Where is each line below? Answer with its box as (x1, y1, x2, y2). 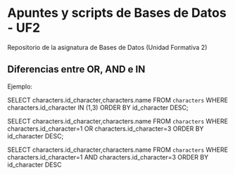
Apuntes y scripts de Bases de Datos (7, 5, 227, 21)
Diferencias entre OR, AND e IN (7, 63, 146, 75)
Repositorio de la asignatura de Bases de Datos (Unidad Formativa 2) (7, 43, 208, 51)
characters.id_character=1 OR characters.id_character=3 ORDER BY (7, 124, 204, 133)
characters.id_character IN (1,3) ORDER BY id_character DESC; (7, 103, 189, 112)
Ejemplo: (7, 82, 33, 91)
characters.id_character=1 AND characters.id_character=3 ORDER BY (7, 153, 209, 161)
